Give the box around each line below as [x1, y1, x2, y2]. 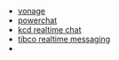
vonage [17, 6, 46, 16]
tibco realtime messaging [17, 34, 111, 44]
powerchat [17, 15, 58, 26]
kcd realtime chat [17, 25, 82, 34]
